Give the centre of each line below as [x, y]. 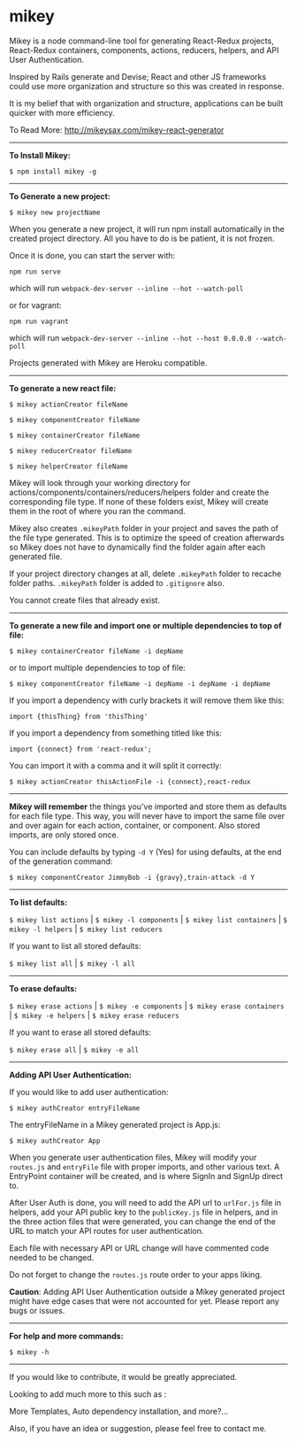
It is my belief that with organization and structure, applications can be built [146, 103]
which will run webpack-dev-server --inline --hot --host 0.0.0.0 [130, 337]
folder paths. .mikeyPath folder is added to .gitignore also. [117, 582]
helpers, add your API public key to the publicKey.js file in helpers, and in [144, 1212]
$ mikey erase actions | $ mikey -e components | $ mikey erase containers [147, 1006]
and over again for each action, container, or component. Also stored [135, 825]
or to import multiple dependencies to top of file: [97, 667]
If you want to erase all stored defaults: [80, 1032]
